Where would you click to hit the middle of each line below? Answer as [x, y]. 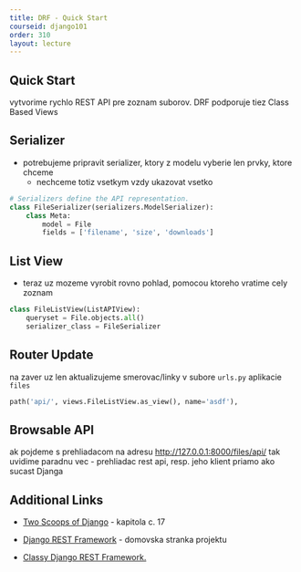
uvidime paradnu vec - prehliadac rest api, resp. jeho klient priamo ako [142, 462]
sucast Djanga [36, 472]
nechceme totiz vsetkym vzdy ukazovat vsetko [125, 182]
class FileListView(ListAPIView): [75, 310]
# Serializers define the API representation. [99, 198]
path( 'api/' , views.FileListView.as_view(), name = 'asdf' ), [124, 401]
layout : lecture [40, 43]
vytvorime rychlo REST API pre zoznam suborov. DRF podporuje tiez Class [149, 102]
